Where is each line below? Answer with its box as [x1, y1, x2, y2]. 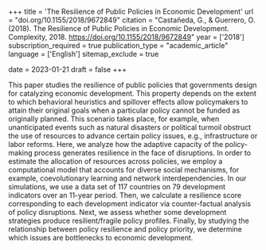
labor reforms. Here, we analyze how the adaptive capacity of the [8, 140, 224, 149]
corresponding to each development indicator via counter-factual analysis [8, 199, 252, 208]
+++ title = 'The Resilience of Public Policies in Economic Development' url [8, 7, 253, 16]
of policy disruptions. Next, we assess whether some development [8, 208, 227, 216]
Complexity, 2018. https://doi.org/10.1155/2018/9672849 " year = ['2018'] [8, 32, 245, 42]
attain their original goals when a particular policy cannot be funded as [8, 105, 241, 115]
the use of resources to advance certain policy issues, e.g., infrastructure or [8, 131, 258, 141]
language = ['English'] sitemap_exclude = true [8, 50, 159, 58]
